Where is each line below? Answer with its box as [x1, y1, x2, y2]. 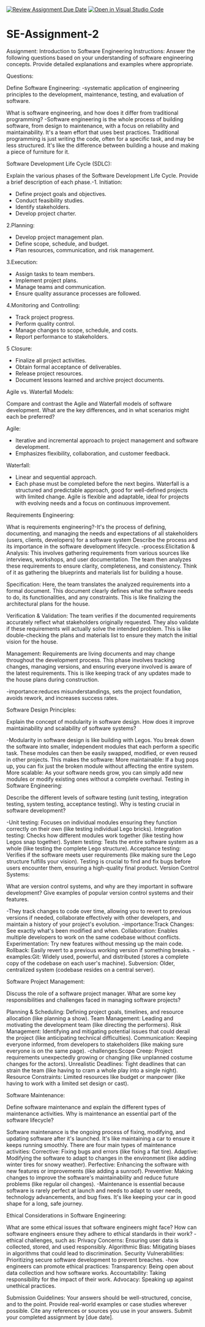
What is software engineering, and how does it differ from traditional [6, 109, 179, 116]
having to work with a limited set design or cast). [6, 1080, 129, 1087]
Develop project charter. [15, 209, 76, 217]
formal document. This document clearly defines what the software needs [6, 587, 193, 594]
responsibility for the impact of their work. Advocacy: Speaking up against [6, 1276, 194, 1283]
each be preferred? [6, 413, 55, 420]
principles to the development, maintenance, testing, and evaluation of [6, 91, 184, 98]
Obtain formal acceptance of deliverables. [15, 363, 122, 370]
